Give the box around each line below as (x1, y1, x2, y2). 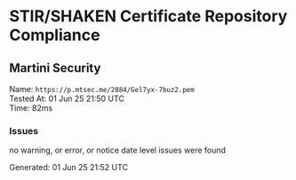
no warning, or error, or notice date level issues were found (9, 145, 227, 156)
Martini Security (9, 60, 101, 75)
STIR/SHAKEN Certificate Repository (9, 6, 288, 27)
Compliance (9, 25, 100, 45)
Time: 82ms (9, 103, 53, 113)
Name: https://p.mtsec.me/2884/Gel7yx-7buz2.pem (9, 84, 196, 94)
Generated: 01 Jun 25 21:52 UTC (9, 162, 129, 173)
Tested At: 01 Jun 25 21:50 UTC (9, 93, 124, 104)
